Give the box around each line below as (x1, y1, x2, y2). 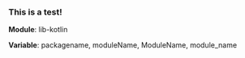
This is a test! (8, 6, 62, 18)
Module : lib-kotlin (8, 25, 68, 35)
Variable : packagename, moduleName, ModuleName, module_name (8, 40, 238, 50)
